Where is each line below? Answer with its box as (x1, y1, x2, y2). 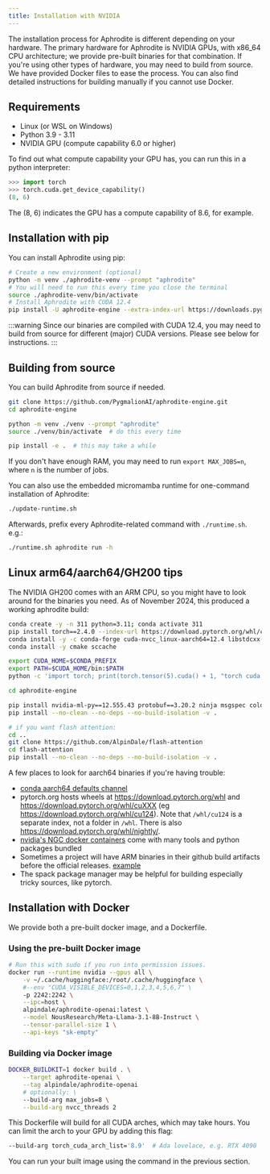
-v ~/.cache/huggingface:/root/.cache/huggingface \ (22, 976, 203, 984)
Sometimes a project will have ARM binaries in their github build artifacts (19, 852, 260, 861)
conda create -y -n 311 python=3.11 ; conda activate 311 (8, 620, 203, 628)
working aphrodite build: (8, 604, 89, 614)
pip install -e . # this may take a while (8, 442, 157, 450)
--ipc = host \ (22, 998, 67, 1006)
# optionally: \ (22, 1088, 78, 1097)
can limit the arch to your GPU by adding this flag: (8, 1126, 174, 1136)
